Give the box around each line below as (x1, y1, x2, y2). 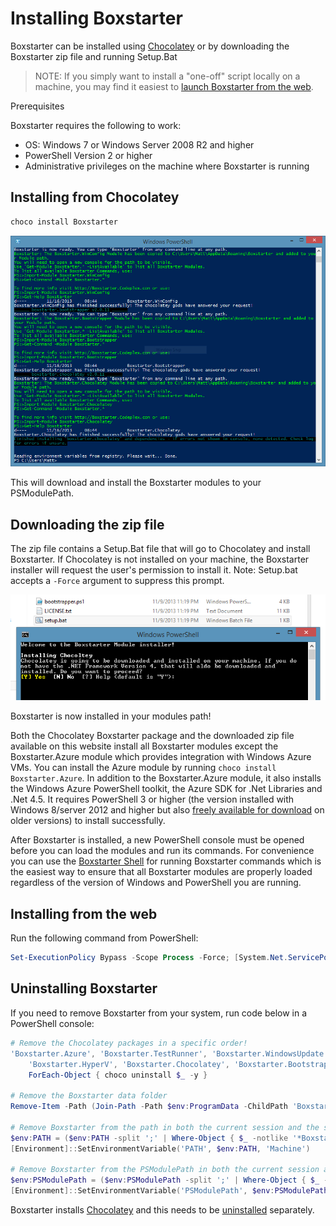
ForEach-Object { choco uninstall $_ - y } (28, 1070, 208, 1080)
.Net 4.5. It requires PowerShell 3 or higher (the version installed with (10, 793, 295, 806)
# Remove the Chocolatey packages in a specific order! (10, 1038, 248, 1048)
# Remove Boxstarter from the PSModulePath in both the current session (10, 1165, 320, 1175)
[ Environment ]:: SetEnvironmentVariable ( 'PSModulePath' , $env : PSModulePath (10, 1186, 329, 1196)
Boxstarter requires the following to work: (10, 119, 182, 131)
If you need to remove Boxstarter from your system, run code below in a (10, 1007, 308, 1019)
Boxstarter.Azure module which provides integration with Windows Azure (10, 751, 312, 763)
